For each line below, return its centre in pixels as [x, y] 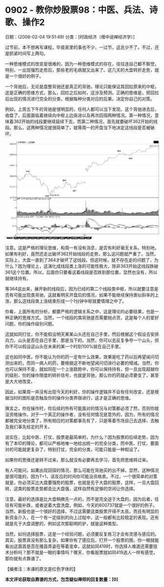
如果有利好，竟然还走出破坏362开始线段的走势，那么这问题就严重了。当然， [82, 254]
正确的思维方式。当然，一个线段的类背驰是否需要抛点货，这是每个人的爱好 [84, 317]
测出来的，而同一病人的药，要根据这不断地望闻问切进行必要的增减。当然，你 [82, 363]
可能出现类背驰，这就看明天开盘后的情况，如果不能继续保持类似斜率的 [84, 295]
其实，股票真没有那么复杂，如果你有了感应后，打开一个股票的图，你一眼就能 [82, 540]
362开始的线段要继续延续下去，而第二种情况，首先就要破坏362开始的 [83, 121]
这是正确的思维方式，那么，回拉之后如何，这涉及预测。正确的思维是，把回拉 [82, 92]
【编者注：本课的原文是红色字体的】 [41, 569]
